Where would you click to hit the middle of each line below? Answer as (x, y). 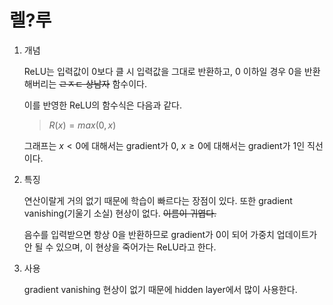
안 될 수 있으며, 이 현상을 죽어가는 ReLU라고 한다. (120, 247)
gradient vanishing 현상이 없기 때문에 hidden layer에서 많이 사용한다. (160, 289)
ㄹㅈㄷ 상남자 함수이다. (102, 83)
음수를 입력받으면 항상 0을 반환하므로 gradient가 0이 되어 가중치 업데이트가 (170, 234)
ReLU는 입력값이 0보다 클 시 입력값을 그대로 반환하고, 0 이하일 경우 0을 (162, 71)
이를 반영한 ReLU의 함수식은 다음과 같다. (103, 105)
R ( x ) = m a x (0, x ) (82, 125)
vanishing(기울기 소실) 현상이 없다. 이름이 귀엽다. (120, 213)
